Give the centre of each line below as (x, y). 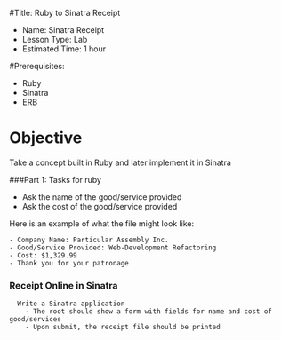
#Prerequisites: (37, 66)
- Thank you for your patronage (69, 263)
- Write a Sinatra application (67, 304)
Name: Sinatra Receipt (63, 30)
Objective (46, 138)
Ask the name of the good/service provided (102, 197)
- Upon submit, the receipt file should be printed (123, 328)
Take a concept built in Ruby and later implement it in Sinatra (120, 162)
